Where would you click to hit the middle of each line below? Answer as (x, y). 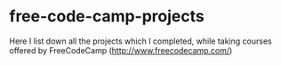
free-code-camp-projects (107, 16)
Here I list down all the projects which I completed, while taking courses (141, 41)
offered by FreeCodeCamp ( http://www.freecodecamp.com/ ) (121, 50)
